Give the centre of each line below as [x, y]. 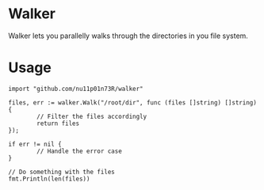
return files [58, 123]
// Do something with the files [61, 172]
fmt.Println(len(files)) [49, 179]
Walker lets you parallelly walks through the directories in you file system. [128, 36]
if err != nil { [35, 144]
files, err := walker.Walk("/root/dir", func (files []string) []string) [133, 103]
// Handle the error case [80, 151]
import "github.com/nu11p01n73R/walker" [76, 89]
